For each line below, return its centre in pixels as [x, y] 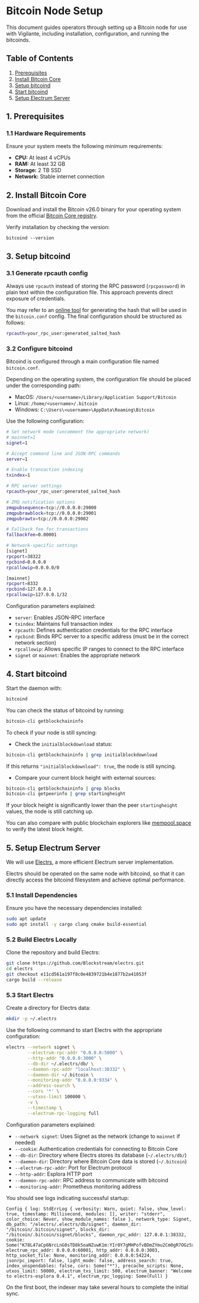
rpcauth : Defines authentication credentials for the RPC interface [94, 630]
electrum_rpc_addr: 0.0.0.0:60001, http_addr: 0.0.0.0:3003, [83, 1250]
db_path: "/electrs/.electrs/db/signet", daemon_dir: [74, 1224]
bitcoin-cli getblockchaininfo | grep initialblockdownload [82, 755]
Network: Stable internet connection [60, 176]
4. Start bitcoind [36, 674]
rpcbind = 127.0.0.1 [29, 589]
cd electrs [20, 969]
